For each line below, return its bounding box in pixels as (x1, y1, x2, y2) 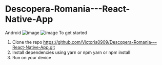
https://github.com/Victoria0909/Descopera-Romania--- (43, 39, 157, 45)
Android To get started (5, 30, 87, 35)
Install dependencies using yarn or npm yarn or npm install (12, 49, 131, 55)
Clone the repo (12, 39, 42, 45)
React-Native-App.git (12, 44, 55, 50)
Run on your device (12, 54, 52, 60)
